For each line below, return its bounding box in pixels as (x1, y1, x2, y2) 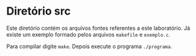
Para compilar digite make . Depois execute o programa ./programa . (6, 43, 172, 50)
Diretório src (6, 4, 71, 18)
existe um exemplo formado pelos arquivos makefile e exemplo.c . (6, 30, 170, 38)
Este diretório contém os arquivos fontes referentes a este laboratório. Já (6, 24, 191, 32)
